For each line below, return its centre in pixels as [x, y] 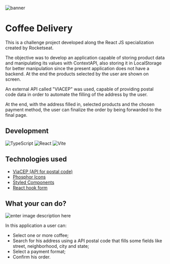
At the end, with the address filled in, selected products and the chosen [80, 104]
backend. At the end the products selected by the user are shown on [77, 74]
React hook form [30, 187]
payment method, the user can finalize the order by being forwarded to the [83, 110]
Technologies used [36, 159]
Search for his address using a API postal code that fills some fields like [87, 241]
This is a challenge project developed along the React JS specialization [80, 42]
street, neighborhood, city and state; [51, 246]
